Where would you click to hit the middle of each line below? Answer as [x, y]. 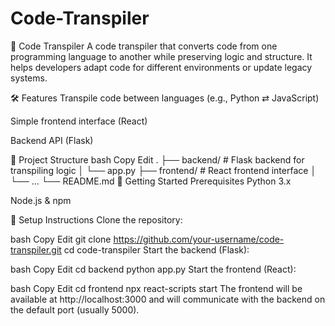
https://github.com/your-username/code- [199, 239]
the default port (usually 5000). [75, 309]
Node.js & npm [41, 200]
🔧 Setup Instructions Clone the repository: [96, 219]
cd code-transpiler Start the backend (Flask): [156, 249]
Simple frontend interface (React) [79, 121]
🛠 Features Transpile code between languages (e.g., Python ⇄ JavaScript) [165, 98]
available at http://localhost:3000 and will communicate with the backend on [168, 299]
